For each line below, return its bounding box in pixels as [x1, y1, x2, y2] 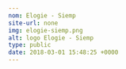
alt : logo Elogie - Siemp [8, 33, 94, 42]
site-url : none [8, 19, 59, 27]
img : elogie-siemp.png [8, 26, 83, 34]
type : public [8, 41, 52, 49]
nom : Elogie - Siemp [8, 11, 77, 20]
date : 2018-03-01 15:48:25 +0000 [8, 48, 119, 56]
